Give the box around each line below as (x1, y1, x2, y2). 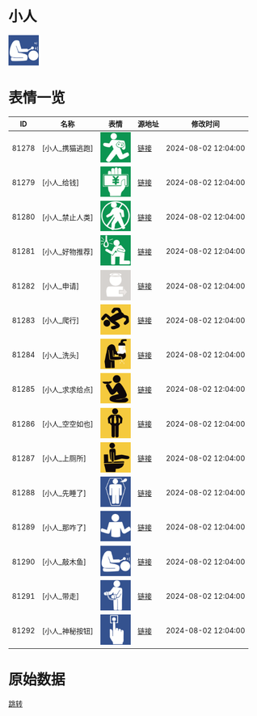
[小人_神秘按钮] (41, 625, 94, 635)
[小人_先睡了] (41, 488, 86, 498)
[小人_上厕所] (41, 453, 86, 463)
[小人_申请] (41, 281, 79, 291)
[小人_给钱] (41, 178, 79, 187)
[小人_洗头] (41, 350, 79, 360)
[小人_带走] (41, 592, 79, 601)
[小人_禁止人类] (41, 212, 94, 222)
